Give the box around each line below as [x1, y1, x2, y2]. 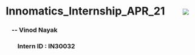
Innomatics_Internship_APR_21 [5, 4, 165, 18]
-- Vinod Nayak [11, 26, 58, 34]
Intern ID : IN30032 [17, 42, 75, 51]
